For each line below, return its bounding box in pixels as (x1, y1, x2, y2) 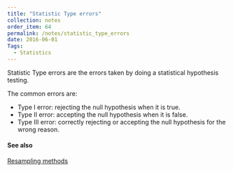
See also (7, 141, 33, 150)
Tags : (7, 43, 23, 50)
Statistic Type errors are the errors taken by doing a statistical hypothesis (7, 68, 219, 77)
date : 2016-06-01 (7, 36, 58, 43)
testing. (7, 76, 29, 84)
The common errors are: (7, 89, 78, 98)
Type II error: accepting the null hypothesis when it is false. (17, 110, 188, 119)
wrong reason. (17, 125, 59, 134)
